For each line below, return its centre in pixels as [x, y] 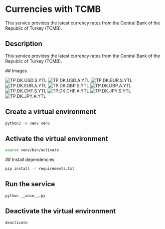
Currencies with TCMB [53, 9]
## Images [16, 71]
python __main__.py [25, 195]
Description [24, 44]
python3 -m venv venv [28, 123]
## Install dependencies [30, 159]
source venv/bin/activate [32, 150]
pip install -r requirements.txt [40, 169]
